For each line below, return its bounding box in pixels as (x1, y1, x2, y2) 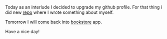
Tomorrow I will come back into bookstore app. (5, 19, 102, 25)
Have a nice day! (5, 29, 40, 34)
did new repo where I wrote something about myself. (5, 9, 114, 15)
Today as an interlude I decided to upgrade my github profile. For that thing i (5, 4, 162, 10)
